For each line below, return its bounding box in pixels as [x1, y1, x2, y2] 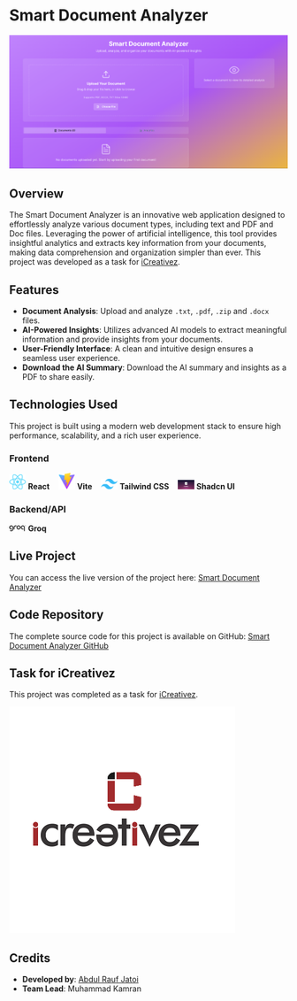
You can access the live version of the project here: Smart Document [9, 572, 261, 582]
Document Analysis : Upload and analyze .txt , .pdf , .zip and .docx [21, 305, 270, 316]
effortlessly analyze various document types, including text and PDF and [9, 219, 274, 230]
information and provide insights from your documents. [21, 334, 224, 344]
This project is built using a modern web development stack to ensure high [9, 420, 281, 431]
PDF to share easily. [21, 371, 95, 381]
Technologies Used [9, 397, 118, 412]
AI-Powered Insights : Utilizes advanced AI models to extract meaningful [21, 324, 287, 335]
